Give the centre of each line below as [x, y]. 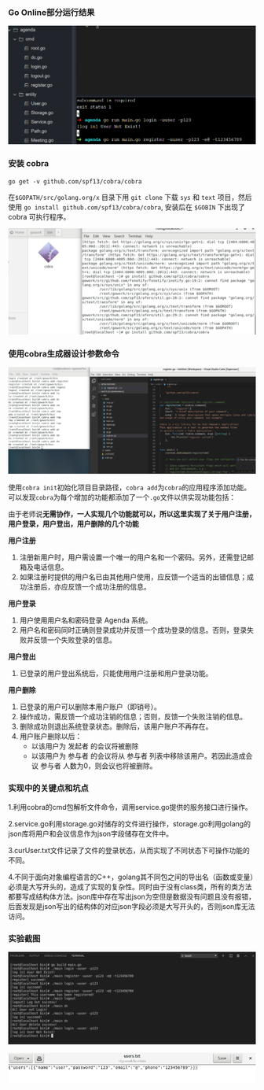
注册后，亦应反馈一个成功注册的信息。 [88, 587]
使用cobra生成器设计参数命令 [64, 353]
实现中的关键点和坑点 [48, 789]
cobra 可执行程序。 [39, 216]
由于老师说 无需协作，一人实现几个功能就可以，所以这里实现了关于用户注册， [132, 514]
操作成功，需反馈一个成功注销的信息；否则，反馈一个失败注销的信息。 [133, 717]
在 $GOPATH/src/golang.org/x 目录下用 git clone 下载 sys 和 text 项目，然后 [130, 197]
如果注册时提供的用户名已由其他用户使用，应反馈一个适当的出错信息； [133, 577]
